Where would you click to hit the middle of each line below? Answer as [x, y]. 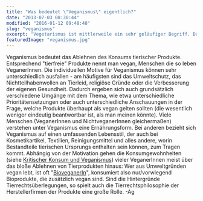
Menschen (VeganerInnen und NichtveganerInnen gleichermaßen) [89, 121]
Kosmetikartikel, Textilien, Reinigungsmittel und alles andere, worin [89, 140]
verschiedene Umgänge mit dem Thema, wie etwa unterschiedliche [90, 95]
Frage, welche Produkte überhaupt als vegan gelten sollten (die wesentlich [99, 108]
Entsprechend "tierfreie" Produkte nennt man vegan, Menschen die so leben [101, 63]
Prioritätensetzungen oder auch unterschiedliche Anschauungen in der [95, 102]
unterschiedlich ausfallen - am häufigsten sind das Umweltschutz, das [94, 76]
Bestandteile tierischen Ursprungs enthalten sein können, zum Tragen [93, 147]
